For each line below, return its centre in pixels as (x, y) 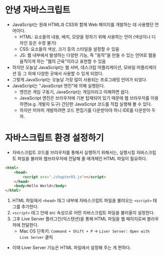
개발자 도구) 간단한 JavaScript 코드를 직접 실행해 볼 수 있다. (95, 104)
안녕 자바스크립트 (38, 10)
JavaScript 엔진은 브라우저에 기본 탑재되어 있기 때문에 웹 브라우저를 (84, 98)
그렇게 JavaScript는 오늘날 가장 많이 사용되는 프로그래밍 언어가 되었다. (80, 79)
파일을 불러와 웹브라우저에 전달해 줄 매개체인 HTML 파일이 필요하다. (82, 158)
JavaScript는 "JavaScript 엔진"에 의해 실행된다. (59, 86)
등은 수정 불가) (43, 43)
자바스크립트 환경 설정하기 (55, 138)
